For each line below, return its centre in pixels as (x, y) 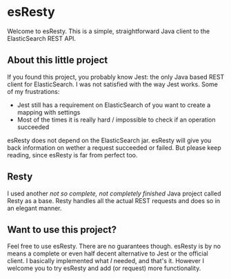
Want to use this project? (62, 230)
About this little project (58, 60)
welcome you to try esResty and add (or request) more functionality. (104, 268)
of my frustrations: (33, 91)
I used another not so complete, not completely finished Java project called (114, 193)
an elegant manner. (34, 208)
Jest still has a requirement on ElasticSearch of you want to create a (114, 105)
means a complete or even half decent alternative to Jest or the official (108, 253)
